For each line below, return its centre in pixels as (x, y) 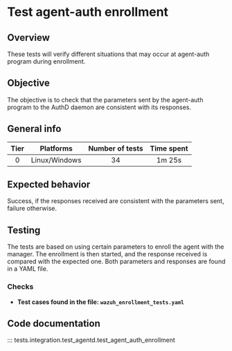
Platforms (56, 148)
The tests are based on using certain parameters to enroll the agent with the (116, 247)
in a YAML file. (28, 269)
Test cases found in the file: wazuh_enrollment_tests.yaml (101, 302)
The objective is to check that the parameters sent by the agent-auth (105, 99)
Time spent (169, 148)
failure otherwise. (32, 209)
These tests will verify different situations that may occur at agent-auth (108, 54)
